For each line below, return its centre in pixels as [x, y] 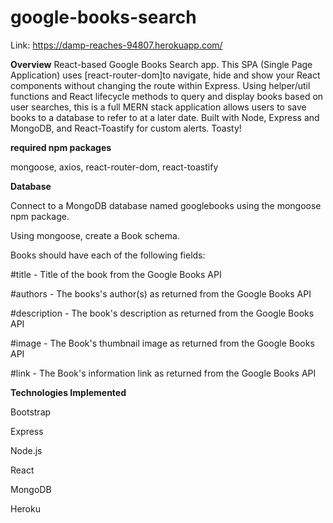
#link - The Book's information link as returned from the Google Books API [163, 373]
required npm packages [61, 147]
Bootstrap [31, 412]
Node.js [26, 450]
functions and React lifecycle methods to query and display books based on [167, 96]
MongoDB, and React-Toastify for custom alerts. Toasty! [126, 128]
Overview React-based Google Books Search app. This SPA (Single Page [161, 64]
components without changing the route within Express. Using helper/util [160, 85]
